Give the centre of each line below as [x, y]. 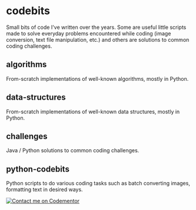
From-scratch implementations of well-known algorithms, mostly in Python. [97, 78]
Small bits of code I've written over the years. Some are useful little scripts [96, 27]
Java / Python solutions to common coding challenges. [73, 150]
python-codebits [38, 169]
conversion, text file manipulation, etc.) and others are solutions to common [98, 40]
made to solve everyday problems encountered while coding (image [89, 33]
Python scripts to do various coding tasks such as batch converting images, [98, 183]
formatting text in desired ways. [45, 189]
